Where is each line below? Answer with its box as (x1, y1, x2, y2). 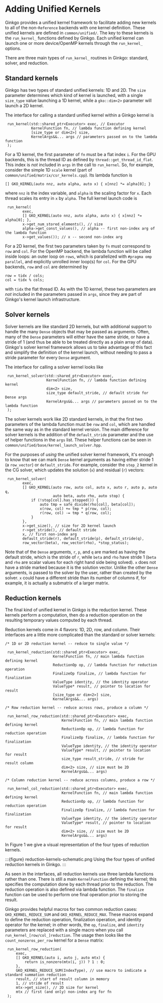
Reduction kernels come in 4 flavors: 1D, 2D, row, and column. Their (5, 627, 140, 633)
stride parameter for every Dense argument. (5, 354, 91, 360)
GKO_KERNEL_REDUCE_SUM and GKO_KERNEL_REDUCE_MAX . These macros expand (5, 911, 154, 917)
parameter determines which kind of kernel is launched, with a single (5, 92, 143, 98)
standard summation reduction (5, 972, 66, 978)
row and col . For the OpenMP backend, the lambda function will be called (5, 248, 151, 254)
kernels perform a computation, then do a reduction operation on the (5, 612, 143, 618)
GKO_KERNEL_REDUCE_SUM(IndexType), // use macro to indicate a (16, 968, 147, 973)
